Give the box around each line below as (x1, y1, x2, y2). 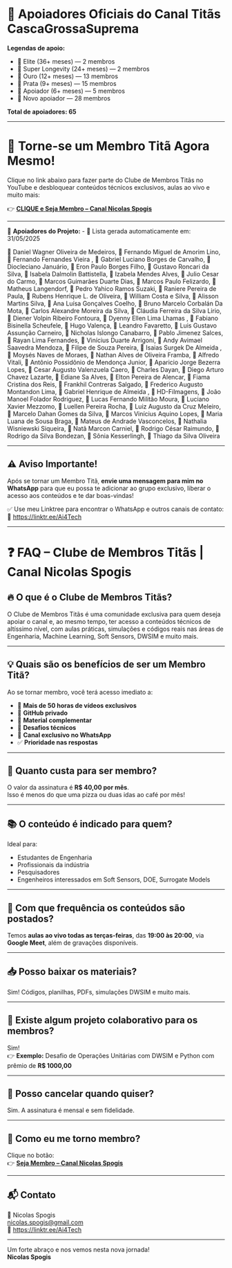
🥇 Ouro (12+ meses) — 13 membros (17, 72, 119, 80)
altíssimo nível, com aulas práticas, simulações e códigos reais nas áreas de (7, 625, 224, 633)
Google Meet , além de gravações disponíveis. (7, 938, 138, 947)
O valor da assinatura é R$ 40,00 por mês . (7, 783, 129, 792)
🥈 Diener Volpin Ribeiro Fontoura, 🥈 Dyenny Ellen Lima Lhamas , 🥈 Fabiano (7, 314, 219, 322)
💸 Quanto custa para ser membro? (7, 765, 157, 776)
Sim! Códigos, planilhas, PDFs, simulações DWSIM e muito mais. (7, 988, 191, 996)
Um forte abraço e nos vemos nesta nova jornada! (7, 1246, 150, 1253)
